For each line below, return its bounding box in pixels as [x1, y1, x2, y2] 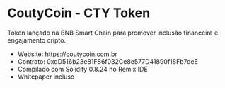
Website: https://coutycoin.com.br [17, 50, 118, 58]
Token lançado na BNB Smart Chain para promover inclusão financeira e [7, 28, 219, 37]
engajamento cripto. [7, 35, 66, 44]
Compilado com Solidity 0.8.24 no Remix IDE [17, 65, 149, 73]
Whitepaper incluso [17, 72, 75, 81]
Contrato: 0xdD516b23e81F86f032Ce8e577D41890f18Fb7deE [17, 57, 198, 65]
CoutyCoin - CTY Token [7, 5, 151, 21]
